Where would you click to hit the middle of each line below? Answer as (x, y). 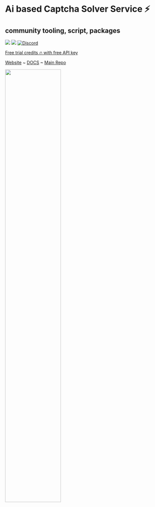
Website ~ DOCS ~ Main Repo (36, 62)
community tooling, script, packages (63, 30)
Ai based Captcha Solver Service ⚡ (77, 9)
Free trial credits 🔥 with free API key (42, 53)
